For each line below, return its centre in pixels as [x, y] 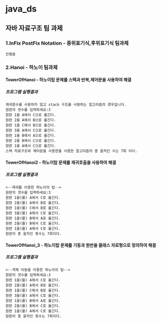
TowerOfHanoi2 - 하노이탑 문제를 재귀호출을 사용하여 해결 [61, 162]
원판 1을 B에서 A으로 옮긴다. [31, 136]
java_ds [21, 9]
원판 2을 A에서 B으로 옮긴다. [31, 120]
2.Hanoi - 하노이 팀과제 [31, 67]
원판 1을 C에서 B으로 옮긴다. [31, 125]
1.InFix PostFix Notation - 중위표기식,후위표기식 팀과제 [67, 43]
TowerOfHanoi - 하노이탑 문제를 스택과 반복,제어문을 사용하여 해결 [69, 80]
